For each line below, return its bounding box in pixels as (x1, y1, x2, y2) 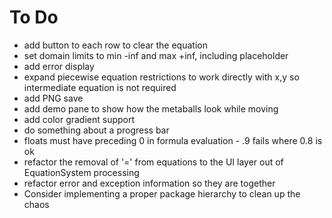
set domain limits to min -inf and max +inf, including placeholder (23, 49, 289, 61)
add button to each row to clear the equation (23, 39, 208, 51)
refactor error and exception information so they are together (23, 177, 276, 189)
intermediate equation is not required (23, 81, 177, 93)
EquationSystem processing (23, 166, 140, 178)
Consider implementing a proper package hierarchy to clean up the (23, 187, 301, 200)
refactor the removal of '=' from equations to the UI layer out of (23, 156, 284, 168)
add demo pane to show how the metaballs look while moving (23, 102, 279, 115)
